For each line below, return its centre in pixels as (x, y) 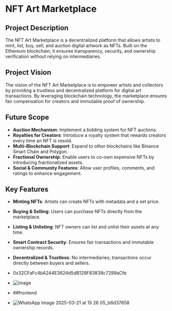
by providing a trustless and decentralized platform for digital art (73, 90)
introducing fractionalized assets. (48, 162)
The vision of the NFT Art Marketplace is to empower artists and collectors (84, 85)
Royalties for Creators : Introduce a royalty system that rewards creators (89, 135)
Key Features (27, 189)
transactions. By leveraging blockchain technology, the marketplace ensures (86, 96)
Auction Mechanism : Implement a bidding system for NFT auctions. (85, 130)
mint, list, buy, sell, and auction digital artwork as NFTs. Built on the (76, 46)
